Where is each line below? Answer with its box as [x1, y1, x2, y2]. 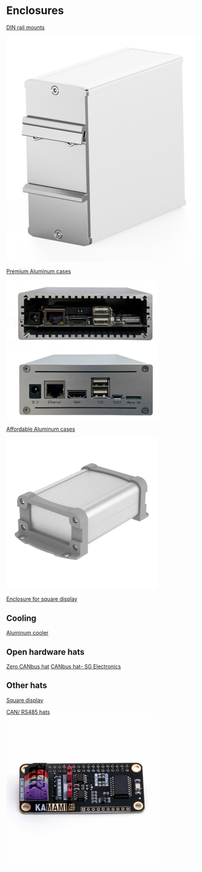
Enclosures [6, 4, 64, 18]
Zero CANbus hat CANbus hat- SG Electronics [6, 663, 121, 671]
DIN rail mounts [6, 24, 45, 31]
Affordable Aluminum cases [6, 425, 76, 433]
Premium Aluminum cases [6, 268, 71, 275]
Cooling [6, 613, 37, 623]
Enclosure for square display [6, 595, 77, 603]
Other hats [6, 680, 47, 691]
